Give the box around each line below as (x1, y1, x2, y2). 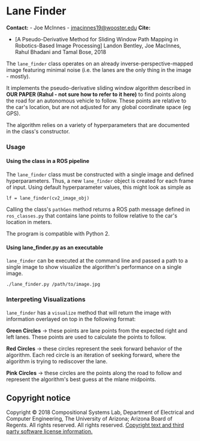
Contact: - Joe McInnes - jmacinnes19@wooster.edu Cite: (6, 24, 151, 31)
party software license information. (6, 428, 93, 435)
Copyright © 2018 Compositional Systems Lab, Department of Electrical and (6, 409, 195, 416)
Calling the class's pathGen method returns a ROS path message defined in (6, 206, 190, 213)
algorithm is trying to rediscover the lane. (6, 358, 108, 365)
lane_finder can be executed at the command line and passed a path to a (6, 257, 188, 264)
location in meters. (6, 219, 52, 226)
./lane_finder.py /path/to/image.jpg (6, 282, 101, 288)
